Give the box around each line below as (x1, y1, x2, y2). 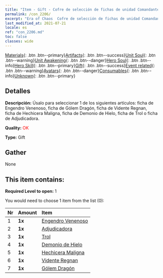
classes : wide (5, 39, 34, 44)
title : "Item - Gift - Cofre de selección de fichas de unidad (5, 7, 136, 12)
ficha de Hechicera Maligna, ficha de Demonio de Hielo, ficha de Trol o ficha (5, 110, 158, 116)
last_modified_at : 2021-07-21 (5, 20, 66, 26)
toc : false (5, 35, 27, 39)
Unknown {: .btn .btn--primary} (14, 73, 76, 78)
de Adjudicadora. (5, 115, 40, 121)
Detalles (5, 87, 31, 95)
